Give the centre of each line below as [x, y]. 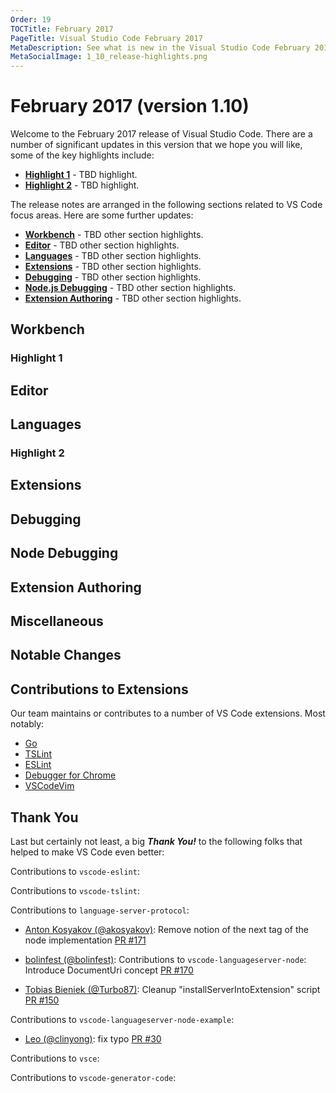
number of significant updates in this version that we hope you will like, [156, 145]
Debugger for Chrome [70, 775]
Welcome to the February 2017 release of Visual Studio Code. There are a [161, 134]
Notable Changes [66, 655]
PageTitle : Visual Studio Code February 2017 [106, 38]
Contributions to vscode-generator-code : [93, 1078]
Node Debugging [64, 553]
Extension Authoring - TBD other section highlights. [133, 298]
